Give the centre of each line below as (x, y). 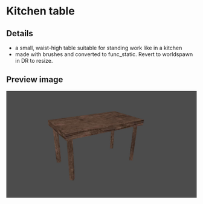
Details (20, 33)
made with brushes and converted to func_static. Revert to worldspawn (104, 54)
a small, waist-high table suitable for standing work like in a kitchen (98, 48)
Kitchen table (41, 11)
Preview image (35, 80)
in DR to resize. (34, 61)
